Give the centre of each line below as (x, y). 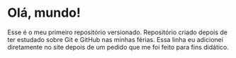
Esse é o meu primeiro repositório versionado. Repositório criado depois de (118, 32)
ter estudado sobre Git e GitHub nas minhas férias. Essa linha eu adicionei (115, 39)
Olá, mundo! (44, 13)
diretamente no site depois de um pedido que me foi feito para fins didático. (118, 47)
